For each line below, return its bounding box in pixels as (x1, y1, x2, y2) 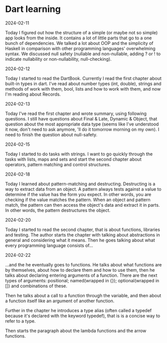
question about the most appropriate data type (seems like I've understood (5, 121, 159, 127)
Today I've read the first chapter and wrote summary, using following (5, 111, 147, 116)
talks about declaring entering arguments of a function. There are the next (5, 272, 158, 278)
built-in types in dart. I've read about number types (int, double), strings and (5, 81, 162, 87)
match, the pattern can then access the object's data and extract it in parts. (5, 202, 160, 208)
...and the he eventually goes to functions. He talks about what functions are (5, 261, 162, 267)
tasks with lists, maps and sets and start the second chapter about (5, 156, 142, 162)
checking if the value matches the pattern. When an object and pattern (5, 197, 151, 203)
